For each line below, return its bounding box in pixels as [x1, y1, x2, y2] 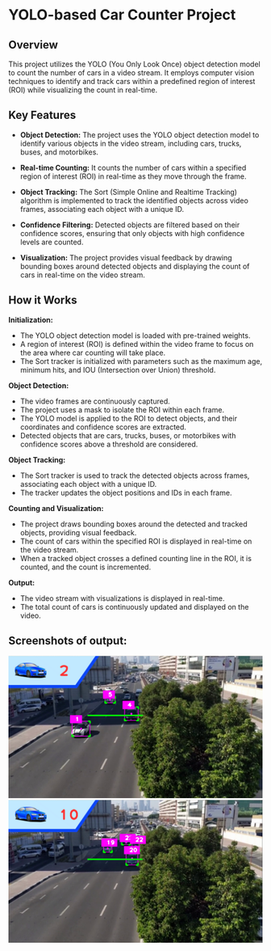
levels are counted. [19, 237, 84, 247]
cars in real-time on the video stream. [19, 269, 145, 280]
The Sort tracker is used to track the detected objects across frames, [19, 471, 250, 480]
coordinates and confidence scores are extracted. [19, 422, 187, 432]
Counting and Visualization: [8, 503, 104, 513]
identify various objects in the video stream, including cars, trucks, [19, 138, 242, 148]
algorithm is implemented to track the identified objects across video [19, 196, 248, 205]
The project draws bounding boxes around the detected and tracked [19, 519, 248, 529]
